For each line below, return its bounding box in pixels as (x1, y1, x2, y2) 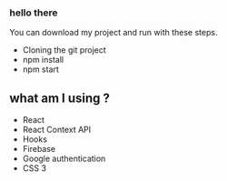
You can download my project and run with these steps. (9, 27, 218, 38)
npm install (22, 55, 64, 65)
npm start (22, 64, 59, 75)
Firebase (22, 144, 56, 155)
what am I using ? (9, 90, 111, 106)
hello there (9, 6, 58, 19)
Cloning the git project (22, 45, 106, 55)
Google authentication (22, 153, 106, 165)
